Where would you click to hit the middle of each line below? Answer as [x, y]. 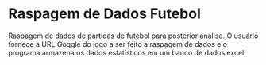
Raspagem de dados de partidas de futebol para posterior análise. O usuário [133, 36]
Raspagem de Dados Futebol [104, 14]
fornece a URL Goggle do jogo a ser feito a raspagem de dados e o [118, 44]
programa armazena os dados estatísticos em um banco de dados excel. [127, 52]
